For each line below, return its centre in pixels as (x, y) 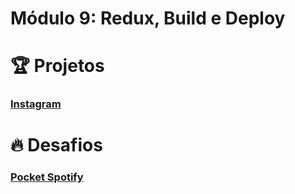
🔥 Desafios (56, 145)
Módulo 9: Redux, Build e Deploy (148, 18)
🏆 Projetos (57, 66)
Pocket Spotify (47, 177)
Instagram (36, 104)
